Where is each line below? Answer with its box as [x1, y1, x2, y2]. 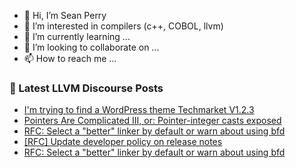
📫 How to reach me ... [23, 53, 117, 64]
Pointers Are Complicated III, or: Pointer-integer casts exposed [23, 115, 282, 127]
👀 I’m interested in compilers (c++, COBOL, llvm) [23, 20, 224, 32]
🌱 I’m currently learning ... [23, 31, 131, 42]
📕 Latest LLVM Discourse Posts [9, 81, 164, 95]
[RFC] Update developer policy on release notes [23, 136, 223, 148]
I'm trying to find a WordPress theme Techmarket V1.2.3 [23, 104, 255, 116]
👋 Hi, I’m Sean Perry [23, 10, 107, 21]
